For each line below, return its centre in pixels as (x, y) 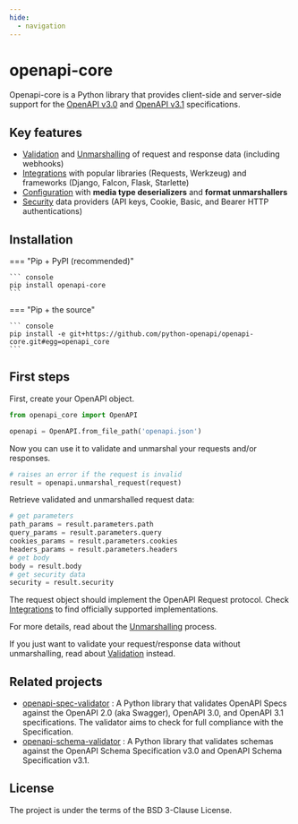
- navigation (42, 26)
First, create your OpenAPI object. (72, 399)
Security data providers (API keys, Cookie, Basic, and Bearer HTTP (145, 202)
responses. (30, 458)
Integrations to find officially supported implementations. (114, 609)
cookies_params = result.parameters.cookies (94, 541)
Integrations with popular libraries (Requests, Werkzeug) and (134, 173)
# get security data (48, 574)
